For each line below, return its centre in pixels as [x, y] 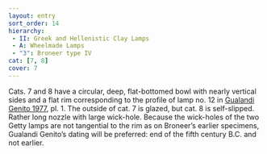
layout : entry [32, 16]
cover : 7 [23, 69]
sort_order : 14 [34, 23]
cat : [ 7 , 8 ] [28, 61]
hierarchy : [27, 31]
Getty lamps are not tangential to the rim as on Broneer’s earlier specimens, [134, 125]
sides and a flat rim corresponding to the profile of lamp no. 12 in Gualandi [131, 100]
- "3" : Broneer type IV [52, 53]
